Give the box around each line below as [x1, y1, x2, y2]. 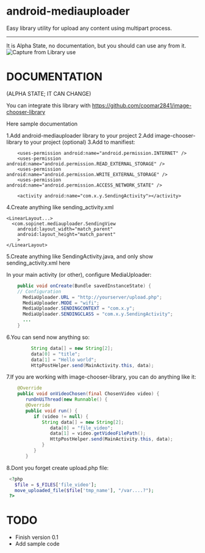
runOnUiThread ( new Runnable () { [25, 396, 108, 403]
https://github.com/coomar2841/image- [92, 102, 192, 109]
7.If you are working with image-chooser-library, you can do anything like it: [6, 373, 196, 380]
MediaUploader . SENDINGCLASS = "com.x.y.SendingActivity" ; [22, 311, 173, 318]
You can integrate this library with [6, 102, 91, 109]
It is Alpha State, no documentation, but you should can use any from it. [6, 41, 186, 49]
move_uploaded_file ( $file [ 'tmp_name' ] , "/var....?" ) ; [14, 487, 154, 493]
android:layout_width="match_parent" [17, 226, 113, 232]
